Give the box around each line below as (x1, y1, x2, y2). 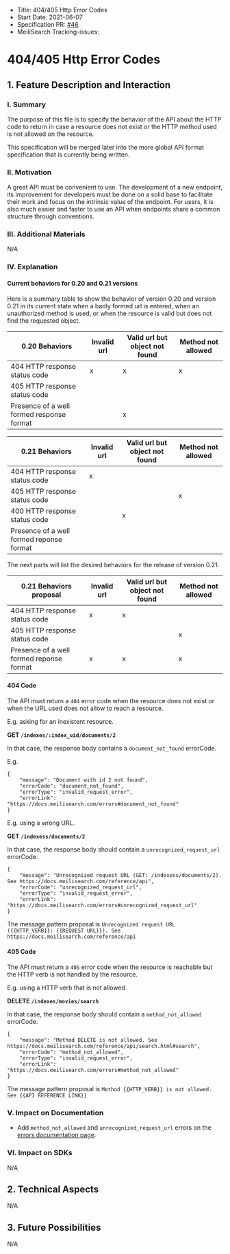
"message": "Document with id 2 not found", (19, 776, 149, 784)
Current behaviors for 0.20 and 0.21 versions (7, 279, 138, 287)
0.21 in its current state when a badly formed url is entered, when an (7, 301, 200, 310)
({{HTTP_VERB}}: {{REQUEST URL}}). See (7, 927, 121, 934)
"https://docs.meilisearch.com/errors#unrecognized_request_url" (7, 902, 197, 909)
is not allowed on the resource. (7, 130, 94, 138)
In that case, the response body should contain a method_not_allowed (7, 1010, 202, 1018)
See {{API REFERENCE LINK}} (7, 1092, 88, 1099)
